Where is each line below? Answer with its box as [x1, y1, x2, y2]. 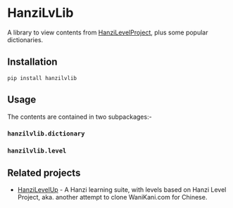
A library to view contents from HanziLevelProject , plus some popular [7, 28, 208, 37]
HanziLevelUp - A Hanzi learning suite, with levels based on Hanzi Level [17, 186, 227, 194]
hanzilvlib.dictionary [7, 130, 85, 138]
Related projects [7, 167, 81, 178]
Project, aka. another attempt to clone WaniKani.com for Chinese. [17, 193, 208, 202]
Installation [7, 56, 58, 68]
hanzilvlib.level [7, 147, 67, 155]
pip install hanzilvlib [7, 74, 77, 82]
